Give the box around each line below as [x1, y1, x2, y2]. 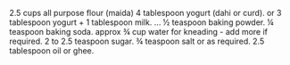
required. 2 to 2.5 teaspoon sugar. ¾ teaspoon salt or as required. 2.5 [9, 36, 265, 46]
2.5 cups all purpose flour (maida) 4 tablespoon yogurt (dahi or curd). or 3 [9, 8, 282, 18]
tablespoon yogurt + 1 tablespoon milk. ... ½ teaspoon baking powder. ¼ [9, 17, 274, 28]
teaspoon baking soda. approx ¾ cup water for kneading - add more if [9, 27, 269, 37]
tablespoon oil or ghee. [9, 45, 95, 56]
